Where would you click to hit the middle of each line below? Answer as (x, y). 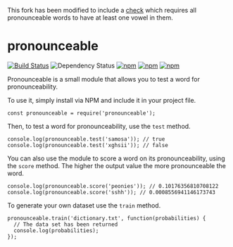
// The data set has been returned (66, 224)
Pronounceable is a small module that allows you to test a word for (104, 79)
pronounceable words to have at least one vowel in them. (90, 18)
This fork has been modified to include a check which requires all (102, 10)
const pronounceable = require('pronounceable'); (82, 113)
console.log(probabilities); (56, 230)
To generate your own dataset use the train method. (84, 205)
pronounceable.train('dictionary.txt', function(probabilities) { (107, 218)
